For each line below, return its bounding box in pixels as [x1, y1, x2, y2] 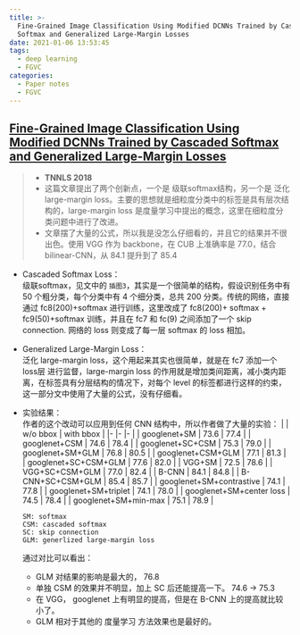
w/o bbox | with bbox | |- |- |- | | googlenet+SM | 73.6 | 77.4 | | [21, 429, 252, 439]
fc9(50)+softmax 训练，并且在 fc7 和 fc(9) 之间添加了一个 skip [21, 313, 252, 324]
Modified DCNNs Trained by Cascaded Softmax [9, 135, 279, 150]
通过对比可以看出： [21, 553, 94, 564]
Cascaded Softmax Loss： [21, 269, 121, 280]
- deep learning [17, 54, 78, 63]
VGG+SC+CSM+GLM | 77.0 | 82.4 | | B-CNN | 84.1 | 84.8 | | [21, 466, 239, 478]
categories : [9, 71, 54, 80]
